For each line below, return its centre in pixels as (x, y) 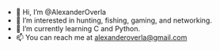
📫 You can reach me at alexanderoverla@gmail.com (101, 37)
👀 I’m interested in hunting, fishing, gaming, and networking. (114, 20)
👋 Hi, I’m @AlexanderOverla (61, 12)
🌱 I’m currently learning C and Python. (78, 29)
